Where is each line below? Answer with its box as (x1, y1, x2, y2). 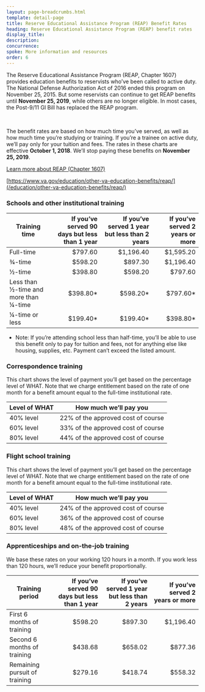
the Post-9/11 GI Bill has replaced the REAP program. (6, 103, 138, 111)
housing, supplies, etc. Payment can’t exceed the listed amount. (15, 347, 176, 354)
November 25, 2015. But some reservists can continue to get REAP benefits (6, 90, 196, 98)
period (19, 592, 39, 600)
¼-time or (9, 310, 38, 318)
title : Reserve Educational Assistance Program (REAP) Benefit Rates (6, 20, 187, 26)
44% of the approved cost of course (60, 433, 165, 442)
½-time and (9, 285, 44, 293)
